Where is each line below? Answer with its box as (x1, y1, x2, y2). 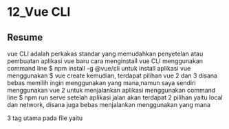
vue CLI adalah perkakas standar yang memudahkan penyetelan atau (7, 49, 204, 58)
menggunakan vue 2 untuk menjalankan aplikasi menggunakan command (7, 86, 216, 94)
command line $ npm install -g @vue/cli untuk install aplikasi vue (7, 64, 191, 72)
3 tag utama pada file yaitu (7, 114, 83, 122)
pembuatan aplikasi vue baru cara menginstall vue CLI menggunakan (7, 57, 204, 65)
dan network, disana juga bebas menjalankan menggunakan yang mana (7, 101, 211, 108)
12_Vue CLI (7, 4, 71, 20)
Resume (7, 32, 43, 43)
